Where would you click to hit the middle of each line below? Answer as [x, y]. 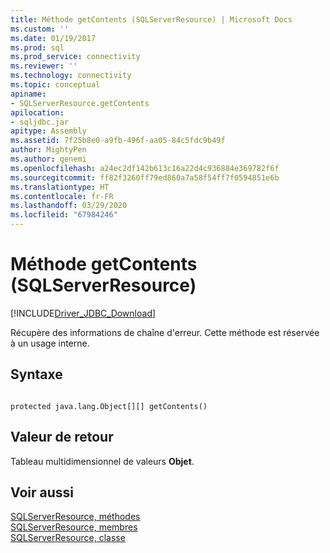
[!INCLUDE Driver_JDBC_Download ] [83, 313]
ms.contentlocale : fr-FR [62, 196]
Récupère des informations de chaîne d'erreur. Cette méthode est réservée [165, 332]
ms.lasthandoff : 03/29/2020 [69, 206]
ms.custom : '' [40, 29]
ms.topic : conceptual [55, 85]
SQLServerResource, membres [74, 527]
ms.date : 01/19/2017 [53, 38]
